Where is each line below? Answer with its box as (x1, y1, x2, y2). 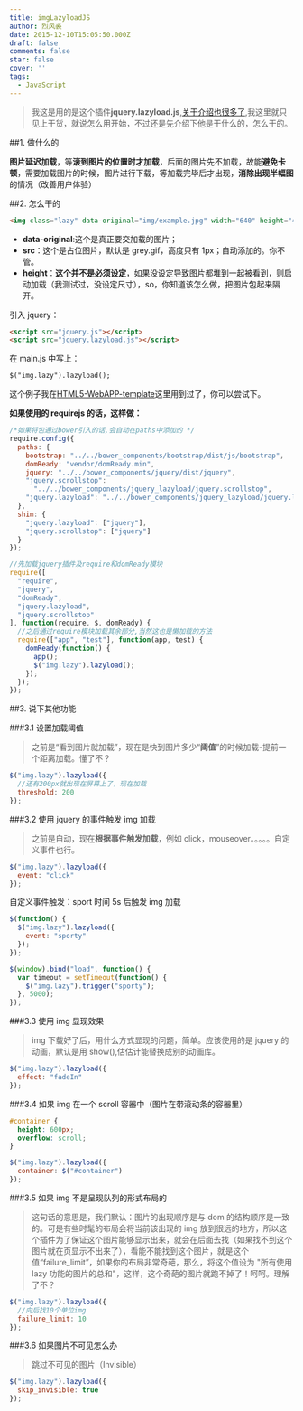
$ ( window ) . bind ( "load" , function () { (9, 964, 151, 974)
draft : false (9, 38, 59, 48)
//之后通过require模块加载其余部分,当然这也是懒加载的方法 (17, 627, 213, 636)
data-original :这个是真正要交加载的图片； (22, 233, 179, 244)
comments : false (9, 47, 70, 56)
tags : (9, 72, 30, 81)
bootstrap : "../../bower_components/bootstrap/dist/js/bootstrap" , (25, 451, 284, 460)
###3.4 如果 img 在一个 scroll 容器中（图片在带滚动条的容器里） (9, 1098, 248, 1109)
